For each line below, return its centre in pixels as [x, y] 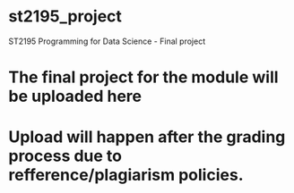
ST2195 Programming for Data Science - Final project [107, 41]
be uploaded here [75, 96]
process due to [65, 156]
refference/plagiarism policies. [126, 175]
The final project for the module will [143, 77]
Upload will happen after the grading [147, 137]
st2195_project [65, 17]
